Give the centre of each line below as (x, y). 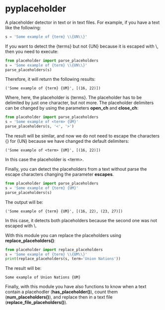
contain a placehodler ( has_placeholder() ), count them (61, 292)
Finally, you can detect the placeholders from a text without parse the (76, 169)
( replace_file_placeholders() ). (36, 303)
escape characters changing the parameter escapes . (59, 175)
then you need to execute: (32, 51)
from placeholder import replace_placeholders (54, 249)
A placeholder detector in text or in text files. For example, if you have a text (82, 22)
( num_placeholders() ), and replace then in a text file (59, 297)
